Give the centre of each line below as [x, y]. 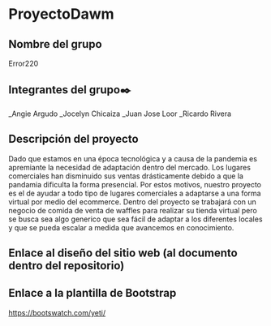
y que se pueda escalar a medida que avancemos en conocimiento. [121, 227]
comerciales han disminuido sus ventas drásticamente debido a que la [126, 176]
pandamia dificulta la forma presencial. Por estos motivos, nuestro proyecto [135, 184]
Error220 [24, 63]
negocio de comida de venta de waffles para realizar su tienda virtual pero [133, 210]
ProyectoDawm [62, 14]
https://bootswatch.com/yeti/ [57, 312]
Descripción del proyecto [74, 139]
